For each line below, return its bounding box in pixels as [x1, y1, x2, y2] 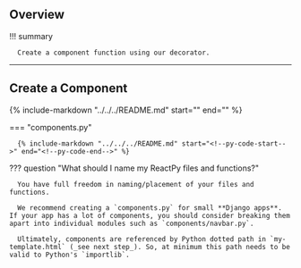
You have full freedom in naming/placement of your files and [17, 180, 254, 188]
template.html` [9, 242, 66, 251]
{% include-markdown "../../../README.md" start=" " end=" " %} [9, 105, 243, 115]
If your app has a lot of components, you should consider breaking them [9, 211, 291, 220]
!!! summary [9, 30, 54, 41]
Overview [9, 7, 65, 22]
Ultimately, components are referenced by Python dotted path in [17, 234, 267, 244]
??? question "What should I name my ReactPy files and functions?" [9, 163, 260, 173]
